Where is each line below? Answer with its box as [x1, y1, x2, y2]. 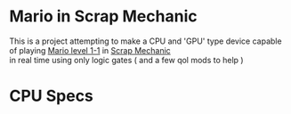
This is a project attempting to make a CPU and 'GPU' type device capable [9, 36, 282, 46]
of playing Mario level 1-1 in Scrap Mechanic [9, 45, 171, 55]
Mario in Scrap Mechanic [9, 6, 198, 27]
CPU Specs [9, 86, 93, 106]
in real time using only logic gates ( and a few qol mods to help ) [9, 54, 244, 65]
